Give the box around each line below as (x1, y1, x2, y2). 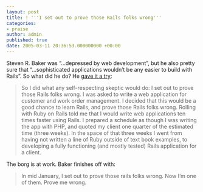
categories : (6, 20, 36, 26)
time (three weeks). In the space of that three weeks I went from (21, 129, 182, 137)
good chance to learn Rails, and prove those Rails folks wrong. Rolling (21, 103, 196, 111)
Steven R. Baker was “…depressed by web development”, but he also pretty (6, 59, 196, 67)
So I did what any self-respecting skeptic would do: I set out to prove (21, 84, 194, 91)
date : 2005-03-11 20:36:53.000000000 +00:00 (6, 43, 121, 49)
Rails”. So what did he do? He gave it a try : (6, 72, 112, 80)
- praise (6, 26, 29, 32)
